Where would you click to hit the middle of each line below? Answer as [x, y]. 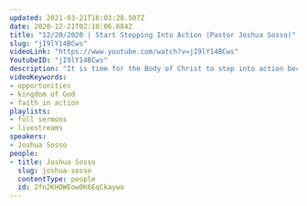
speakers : [28, 137]
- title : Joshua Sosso [53, 162]
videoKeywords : [38, 77]
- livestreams [37, 129]
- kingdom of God [42, 94]
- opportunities [40, 86]
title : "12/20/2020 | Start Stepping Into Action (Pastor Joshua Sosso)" [153, 35]
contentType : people [57, 179]
